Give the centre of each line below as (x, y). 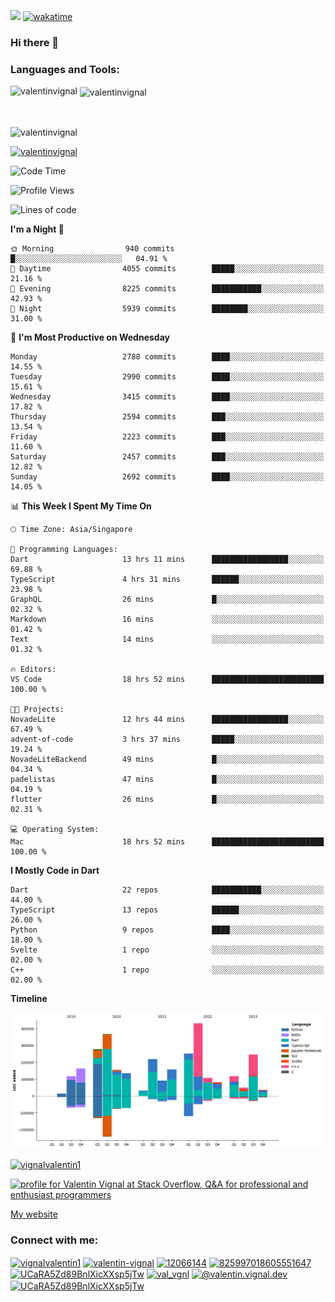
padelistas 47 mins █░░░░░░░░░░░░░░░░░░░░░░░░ (167, 779)
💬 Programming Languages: (64, 549)
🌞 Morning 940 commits (92, 248)
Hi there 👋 (35, 42)
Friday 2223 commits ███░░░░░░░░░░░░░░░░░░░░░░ (167, 436)
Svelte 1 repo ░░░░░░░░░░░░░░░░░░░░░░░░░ (167, 950)
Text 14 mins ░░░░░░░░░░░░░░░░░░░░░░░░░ (167, 639)
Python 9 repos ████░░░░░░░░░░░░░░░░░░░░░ (167, 930)
